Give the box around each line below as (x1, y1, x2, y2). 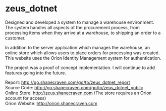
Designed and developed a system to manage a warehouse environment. (5, 19, 155, 25)
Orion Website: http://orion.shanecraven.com (5, 100, 98, 106)
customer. (5, 35, 26, 41)
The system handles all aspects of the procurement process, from (5, 24, 140, 30)
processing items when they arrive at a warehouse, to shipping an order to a (5, 30, 161, 36)
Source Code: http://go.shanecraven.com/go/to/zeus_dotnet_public (5, 84, 144, 90)
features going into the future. (5, 70, 66, 75)
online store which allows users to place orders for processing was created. (5, 50, 160, 56)
